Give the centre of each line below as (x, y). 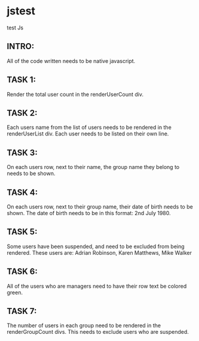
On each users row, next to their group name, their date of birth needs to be (100, 207)
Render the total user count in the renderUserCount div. (75, 94)
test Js (15, 28)
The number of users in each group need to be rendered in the (84, 325)
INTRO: (21, 46)
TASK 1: (22, 80)
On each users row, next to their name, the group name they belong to (93, 167)
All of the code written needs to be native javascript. (71, 61)
